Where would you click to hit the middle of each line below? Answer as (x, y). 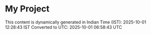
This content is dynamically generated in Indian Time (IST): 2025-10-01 (75, 22)
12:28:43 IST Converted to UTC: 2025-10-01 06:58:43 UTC (63, 27)
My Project (27, 9)
